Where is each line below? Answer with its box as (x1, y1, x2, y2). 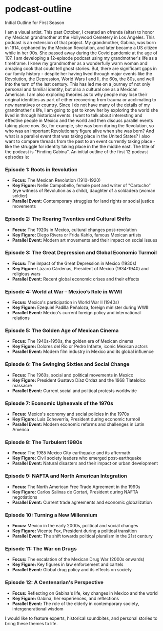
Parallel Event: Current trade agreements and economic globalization (12, 499, 152, 505)
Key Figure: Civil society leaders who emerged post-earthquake (12, 455, 142, 461)
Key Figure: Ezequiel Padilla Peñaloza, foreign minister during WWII (12, 304, 149, 310)
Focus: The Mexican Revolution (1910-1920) (12, 177, 101, 183)
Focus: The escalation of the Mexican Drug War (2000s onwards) (12, 557, 145, 562)
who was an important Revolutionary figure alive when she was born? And (5, 128, 155, 134)
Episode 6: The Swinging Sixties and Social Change (5, 361, 130, 368)
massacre (12, 382, 32, 388)
